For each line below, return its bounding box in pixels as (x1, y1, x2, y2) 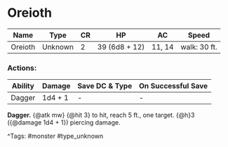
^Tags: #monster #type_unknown (7, 132, 104, 141)
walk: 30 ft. (180, 42, 217, 52)
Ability (11, 81, 35, 91)
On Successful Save (139, 81, 208, 91)
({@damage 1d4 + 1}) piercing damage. (7, 118, 121, 127)
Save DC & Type (76, 81, 133, 91)
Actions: (7, 63, 37, 73)
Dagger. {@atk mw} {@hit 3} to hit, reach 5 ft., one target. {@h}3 (7, 111, 195, 120)
